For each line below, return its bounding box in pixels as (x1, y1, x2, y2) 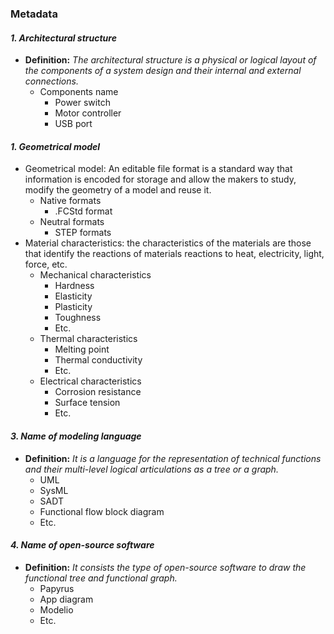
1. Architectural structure (10, 32, 117, 44)
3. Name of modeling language (10, 430, 142, 442)
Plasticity (54, 301, 93, 313)
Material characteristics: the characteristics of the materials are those (24, 237, 312, 249)
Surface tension (54, 397, 121, 409)
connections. (24, 75, 79, 87)
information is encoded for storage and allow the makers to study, (24, 173, 297, 186)
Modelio (39, 603, 74, 616)
